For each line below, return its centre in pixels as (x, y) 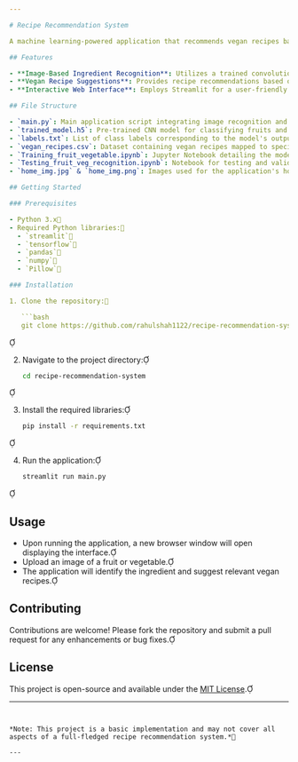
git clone (39, 325)
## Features (31, 57)
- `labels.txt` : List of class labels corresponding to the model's (138, 139)
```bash (35, 317)
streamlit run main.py (64, 477)
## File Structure (43, 106)
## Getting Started (45, 187)
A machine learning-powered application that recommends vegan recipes (144, 41)
